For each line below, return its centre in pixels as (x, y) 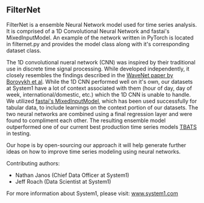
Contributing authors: (33, 163)
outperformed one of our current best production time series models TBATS (102, 126)
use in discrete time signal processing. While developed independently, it (98, 69)
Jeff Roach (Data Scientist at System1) (63, 181)
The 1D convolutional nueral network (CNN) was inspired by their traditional (101, 62)
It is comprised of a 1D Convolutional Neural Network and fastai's (88, 31)
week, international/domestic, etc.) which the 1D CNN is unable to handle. (99, 94)
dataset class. (24, 50)
